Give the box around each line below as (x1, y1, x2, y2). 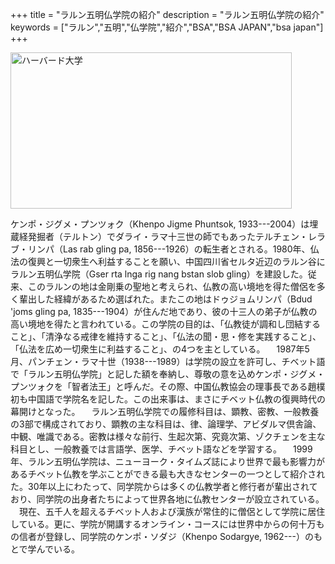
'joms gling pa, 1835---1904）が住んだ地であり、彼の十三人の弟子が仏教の (10, 306, 318, 317)
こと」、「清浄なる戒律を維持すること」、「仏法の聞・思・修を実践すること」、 (10, 331, 322, 342)
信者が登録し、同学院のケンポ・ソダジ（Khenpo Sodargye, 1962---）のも (18, 531, 323, 542)
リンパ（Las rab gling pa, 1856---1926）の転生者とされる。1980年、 (27, 243, 311, 255)
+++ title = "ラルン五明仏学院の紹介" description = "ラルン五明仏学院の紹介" (10, 9, 325, 20)
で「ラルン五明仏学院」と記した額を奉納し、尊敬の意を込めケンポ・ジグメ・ (10, 368, 326, 380)
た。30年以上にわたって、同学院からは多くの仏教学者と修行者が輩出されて (10, 481, 318, 492)
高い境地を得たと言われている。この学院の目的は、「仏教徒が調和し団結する (10, 318, 321, 330)
